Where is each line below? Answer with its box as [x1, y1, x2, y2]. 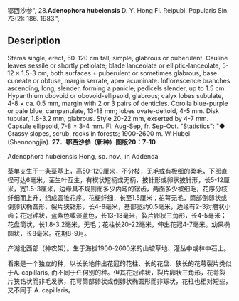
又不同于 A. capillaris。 [7, 285, 75, 294]
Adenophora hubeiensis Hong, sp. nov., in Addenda [7, 152, 159, 160]
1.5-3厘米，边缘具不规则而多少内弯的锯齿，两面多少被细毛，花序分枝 [26, 184, 228, 193]
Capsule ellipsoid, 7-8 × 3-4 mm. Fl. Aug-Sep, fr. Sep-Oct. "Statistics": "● [7, 122, 225, 130]
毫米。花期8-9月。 [36, 228, 91, 237]
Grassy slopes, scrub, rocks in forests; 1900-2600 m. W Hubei [7, 129, 191, 137]
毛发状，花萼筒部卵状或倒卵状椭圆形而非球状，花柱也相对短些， [44, 277, 232, 285]
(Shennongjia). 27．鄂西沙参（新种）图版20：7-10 [7, 137, 156, 146]
